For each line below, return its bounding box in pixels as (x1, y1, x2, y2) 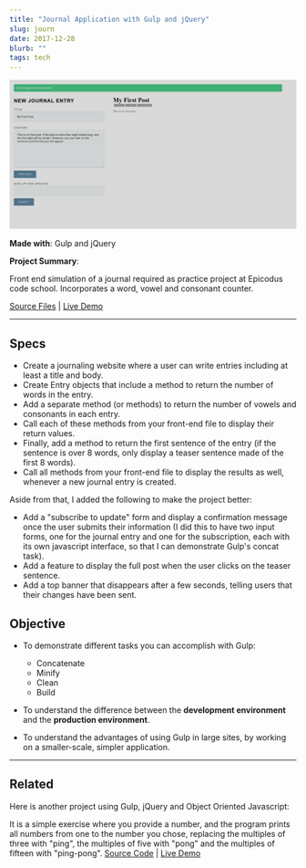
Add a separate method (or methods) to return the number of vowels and (22, 399, 297, 410)
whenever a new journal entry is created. (22, 476, 177, 487)
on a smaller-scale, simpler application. (22, 742, 170, 753)
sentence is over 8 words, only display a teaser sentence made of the (22, 447, 284, 458)
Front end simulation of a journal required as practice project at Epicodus (9, 274, 284, 285)
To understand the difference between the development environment (22, 705, 287, 716)
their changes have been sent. (22, 590, 138, 601)
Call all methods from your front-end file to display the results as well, (22, 466, 284, 478)
